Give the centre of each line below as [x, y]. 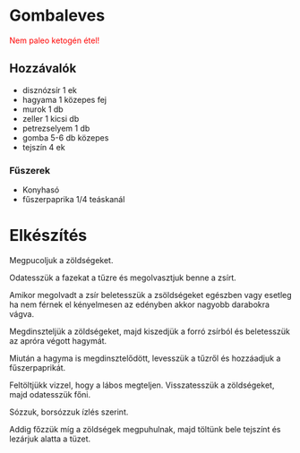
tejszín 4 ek [43, 147]
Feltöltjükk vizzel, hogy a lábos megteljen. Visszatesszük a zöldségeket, [142, 385]
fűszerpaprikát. [38, 367]
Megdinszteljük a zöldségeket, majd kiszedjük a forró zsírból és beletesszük [150, 331]
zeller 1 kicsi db [51, 118]
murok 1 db [43, 109]
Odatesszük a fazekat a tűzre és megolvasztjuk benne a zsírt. [123, 278]
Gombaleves [57, 16]
